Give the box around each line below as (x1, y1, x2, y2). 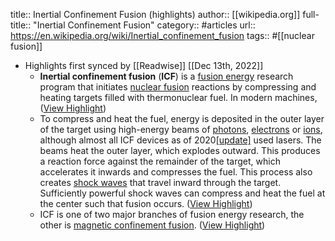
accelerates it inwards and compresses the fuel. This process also (39, 166, 313, 178)
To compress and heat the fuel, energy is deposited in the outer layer (39, 113, 325, 124)
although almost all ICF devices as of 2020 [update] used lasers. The (39, 134, 322, 146)
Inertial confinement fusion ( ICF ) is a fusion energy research (39, 70, 294, 82)
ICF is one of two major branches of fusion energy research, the (39, 209, 305, 220)
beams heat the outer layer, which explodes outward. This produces (39, 145, 321, 156)
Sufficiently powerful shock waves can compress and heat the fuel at (39, 187, 326, 199)
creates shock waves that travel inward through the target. (39, 177, 282, 188)
